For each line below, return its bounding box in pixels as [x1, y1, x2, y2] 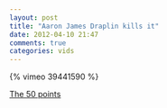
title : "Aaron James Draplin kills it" [9, 22, 160, 31]
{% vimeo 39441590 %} [9, 71, 99, 82]
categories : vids [9, 47, 75, 56]
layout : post [9, 13, 59, 22]
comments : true [9, 38, 67, 48]
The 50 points [9, 89, 61, 100]
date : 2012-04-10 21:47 [9, 30, 99, 39]
